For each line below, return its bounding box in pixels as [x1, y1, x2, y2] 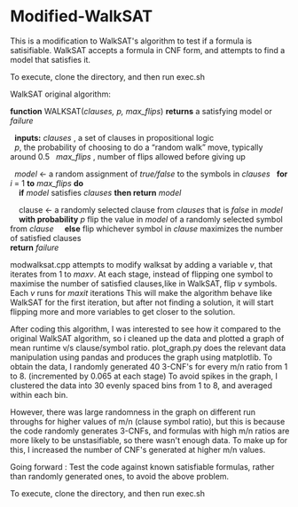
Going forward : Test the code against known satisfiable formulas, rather [10, 461, 275, 472]
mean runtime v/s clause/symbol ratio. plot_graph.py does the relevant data [10, 342, 286, 353]
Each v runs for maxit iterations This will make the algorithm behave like [10, 287, 273, 298]
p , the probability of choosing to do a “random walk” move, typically [13, 142, 263, 152]
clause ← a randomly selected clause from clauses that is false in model [18, 204, 283, 214]
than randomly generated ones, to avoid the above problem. [10, 471, 230, 481]
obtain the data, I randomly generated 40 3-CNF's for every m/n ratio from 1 [10, 361, 288, 371]
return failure [10, 242, 59, 253]
